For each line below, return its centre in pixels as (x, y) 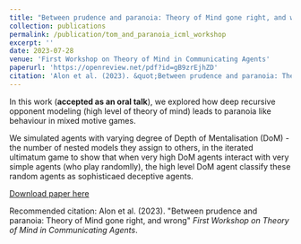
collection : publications (57, 26)
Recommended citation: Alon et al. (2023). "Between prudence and (133, 211)
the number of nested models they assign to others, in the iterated (131, 147)
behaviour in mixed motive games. (73, 120)
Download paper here (49, 193)
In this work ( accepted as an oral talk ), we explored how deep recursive (142, 101)
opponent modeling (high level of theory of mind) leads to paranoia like (140, 111)
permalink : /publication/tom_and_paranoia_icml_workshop (118, 34)
